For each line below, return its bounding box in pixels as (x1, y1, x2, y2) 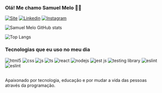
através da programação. (5, 82, 56, 89)
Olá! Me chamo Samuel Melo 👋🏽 (5, 4, 82, 11)
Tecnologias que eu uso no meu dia (5, 46, 90, 53)
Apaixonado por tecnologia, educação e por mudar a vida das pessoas (5, 77, 147, 83)
